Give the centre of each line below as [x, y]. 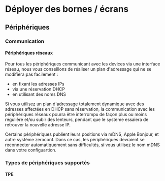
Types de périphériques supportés [48, 162]
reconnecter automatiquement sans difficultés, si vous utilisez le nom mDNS [82, 145]
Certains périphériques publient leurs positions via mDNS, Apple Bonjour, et [82, 134]
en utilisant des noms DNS [39, 94]
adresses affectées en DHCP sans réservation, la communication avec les [80, 109]
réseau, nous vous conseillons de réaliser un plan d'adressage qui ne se [78, 69]
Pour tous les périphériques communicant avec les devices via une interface [83, 64]
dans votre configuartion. [31, 150]
